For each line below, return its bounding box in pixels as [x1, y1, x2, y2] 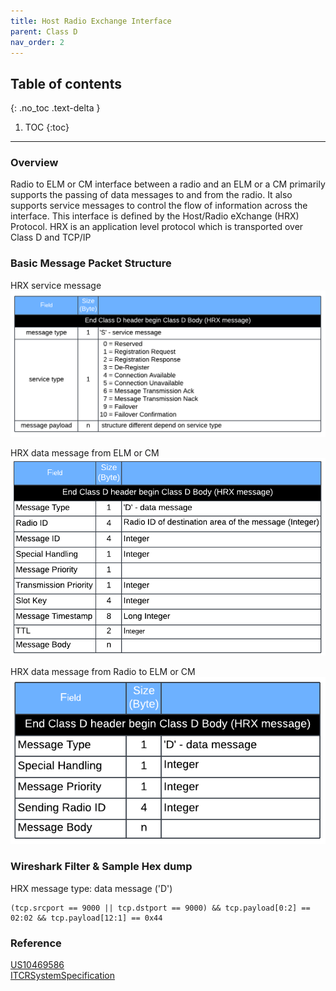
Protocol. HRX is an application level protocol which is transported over [10, 221, 304, 233]
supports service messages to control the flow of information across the [10, 200, 308, 212]
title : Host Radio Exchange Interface [10, 16, 172, 26]
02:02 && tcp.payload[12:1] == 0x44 [10, 913, 163, 923]
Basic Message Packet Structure [10, 256, 172, 270]
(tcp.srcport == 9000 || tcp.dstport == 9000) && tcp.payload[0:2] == [10, 903, 311, 913]
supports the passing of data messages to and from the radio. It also [10, 189, 293, 201]
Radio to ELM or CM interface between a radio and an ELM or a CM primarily [10, 178, 326, 190]
